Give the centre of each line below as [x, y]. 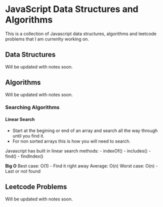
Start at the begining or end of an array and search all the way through [85, 130]
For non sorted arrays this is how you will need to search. [71, 141]
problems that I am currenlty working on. [47, 39]
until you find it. [28, 135]
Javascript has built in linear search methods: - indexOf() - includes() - [78, 150]
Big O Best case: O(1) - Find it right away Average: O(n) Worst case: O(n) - [82, 165]
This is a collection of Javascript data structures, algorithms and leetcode [81, 33]
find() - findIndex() [24, 156]
